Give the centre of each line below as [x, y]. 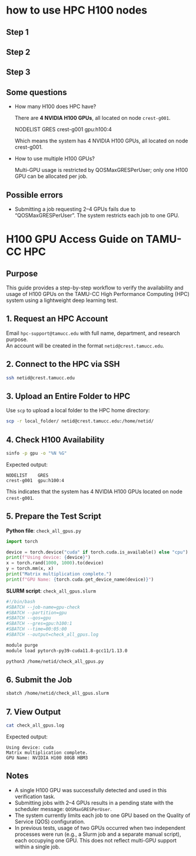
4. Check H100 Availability [55, 440]
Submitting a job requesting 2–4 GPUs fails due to [75, 209]
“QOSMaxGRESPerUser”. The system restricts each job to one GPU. [97, 215]
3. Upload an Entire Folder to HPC [68, 396]
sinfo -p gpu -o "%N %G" [36, 453]
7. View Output [34, 712]
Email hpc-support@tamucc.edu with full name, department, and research [93, 333]
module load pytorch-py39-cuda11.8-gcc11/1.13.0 [67, 650]
